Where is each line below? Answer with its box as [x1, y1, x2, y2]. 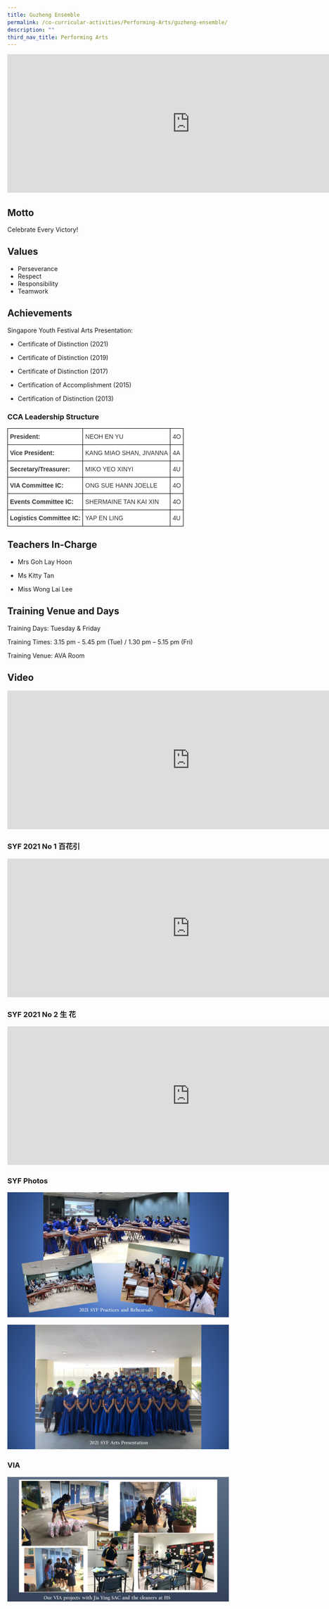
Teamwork [17, 287, 49, 295]
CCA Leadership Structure [7, 412, 100, 422]
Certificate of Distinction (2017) [17, 367, 109, 375]
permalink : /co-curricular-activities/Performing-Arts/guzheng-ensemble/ [7, 18, 228, 26]
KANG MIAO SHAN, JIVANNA [85, 449, 169, 457]
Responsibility [17, 279, 58, 288]
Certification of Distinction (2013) [17, 394, 114, 403]
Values [7, 246, 39, 258]
